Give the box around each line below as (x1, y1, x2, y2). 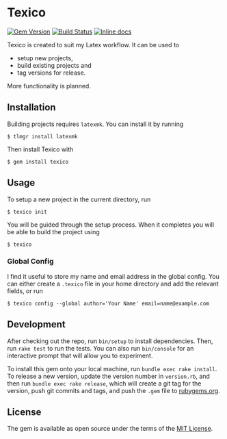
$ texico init (7, 208, 48, 215)
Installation (7, 101, 56, 114)
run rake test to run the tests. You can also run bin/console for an (7, 344, 194, 352)
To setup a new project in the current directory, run (7, 195, 151, 203)
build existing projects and (16, 61, 92, 69)
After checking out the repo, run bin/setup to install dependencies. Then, (7, 337, 213, 345)
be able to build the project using (7, 227, 101, 236)
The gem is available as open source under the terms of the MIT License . (7, 425, 213, 433)
